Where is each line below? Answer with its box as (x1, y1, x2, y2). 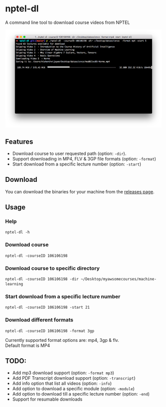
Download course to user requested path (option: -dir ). (12, 150, 127, 157)
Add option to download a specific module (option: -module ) (12, 386, 135, 392)
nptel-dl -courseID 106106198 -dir (5, 277, 79, 282)
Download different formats (5, 317, 74, 324)
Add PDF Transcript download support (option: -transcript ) (12, 375, 136, 381)
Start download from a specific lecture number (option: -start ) (12, 161, 142, 167)
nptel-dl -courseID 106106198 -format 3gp (5, 328, 94, 333)
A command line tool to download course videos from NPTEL (5, 19, 130, 25)
